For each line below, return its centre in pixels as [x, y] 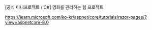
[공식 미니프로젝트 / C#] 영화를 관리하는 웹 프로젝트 [54, 7]
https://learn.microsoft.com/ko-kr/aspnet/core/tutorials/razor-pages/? [76, 17]
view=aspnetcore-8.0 [27, 22]
